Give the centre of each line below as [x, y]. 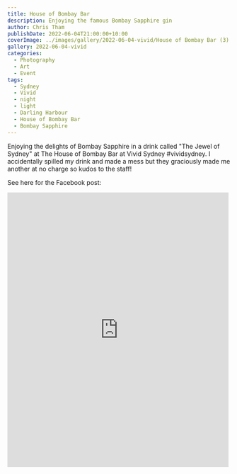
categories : [25, 54]
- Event [25, 73]
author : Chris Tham [36, 27]
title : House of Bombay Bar [49, 14]
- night [25, 100]
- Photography [34, 60]
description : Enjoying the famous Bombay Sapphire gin [90, 21]
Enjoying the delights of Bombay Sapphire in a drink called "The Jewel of [114, 146]
